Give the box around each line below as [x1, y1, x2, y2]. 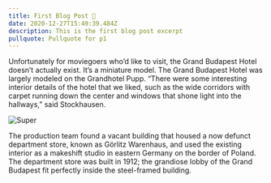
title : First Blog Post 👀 [8, 11, 96, 20]
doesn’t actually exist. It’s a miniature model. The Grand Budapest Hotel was [8, 66, 263, 75]
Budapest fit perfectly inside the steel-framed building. [8, 165, 192, 175]
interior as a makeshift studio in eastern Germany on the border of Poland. [8, 148, 257, 158]
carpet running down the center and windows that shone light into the [8, 91, 242, 101]
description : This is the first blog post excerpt [8, 27, 183, 35]
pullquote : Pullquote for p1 [8, 34, 107, 43]
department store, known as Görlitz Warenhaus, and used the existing [8, 139, 242, 150]
